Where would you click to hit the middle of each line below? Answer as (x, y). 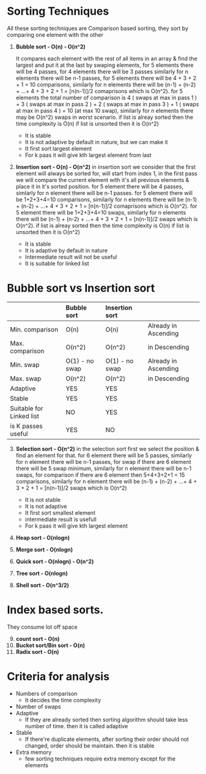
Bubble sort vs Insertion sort (81, 288)
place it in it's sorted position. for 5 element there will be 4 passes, (100, 186)
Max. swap (26, 378)
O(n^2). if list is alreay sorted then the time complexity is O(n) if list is (102, 226)
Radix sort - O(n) (38, 651)
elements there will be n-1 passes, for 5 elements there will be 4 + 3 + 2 (106, 78)
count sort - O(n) (38, 639)
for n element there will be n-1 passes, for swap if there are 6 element (103, 461)
